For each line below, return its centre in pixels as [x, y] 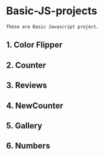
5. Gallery [24, 126]
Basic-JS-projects [52, 11]
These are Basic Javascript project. [53, 27]
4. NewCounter [35, 105]
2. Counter [26, 65]
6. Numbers [28, 146]
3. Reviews [27, 85]
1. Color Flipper [35, 45]
